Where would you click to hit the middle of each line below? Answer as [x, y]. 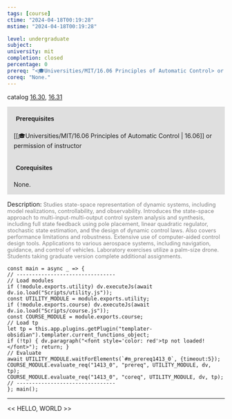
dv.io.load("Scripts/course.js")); [58, 311]
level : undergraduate [38, 39]
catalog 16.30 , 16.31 [35, 96]
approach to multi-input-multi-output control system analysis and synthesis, [106, 217]
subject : [20, 45]
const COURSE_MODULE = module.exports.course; [75, 317]
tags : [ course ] [29, 13]
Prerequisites [35, 119]
